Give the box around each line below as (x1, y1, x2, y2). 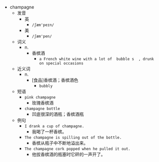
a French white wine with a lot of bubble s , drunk (39, 56, 154, 61)
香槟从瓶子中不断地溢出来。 (32, 140, 89, 146)
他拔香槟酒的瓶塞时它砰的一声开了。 (32, 152, 106, 157)
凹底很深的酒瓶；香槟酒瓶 (32, 111, 84, 117)
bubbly (39, 83, 53, 88)
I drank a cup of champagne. (24, 124, 85, 129)
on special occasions (39, 61, 84, 66)
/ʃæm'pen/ (32, 34, 52, 39)
